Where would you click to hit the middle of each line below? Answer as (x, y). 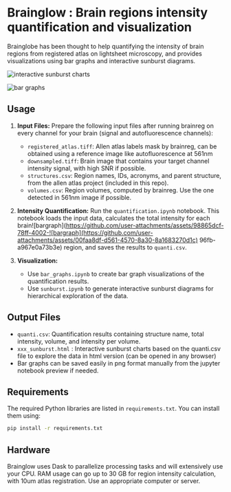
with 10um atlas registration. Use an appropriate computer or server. (104, 481)
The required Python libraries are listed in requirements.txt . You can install (113, 409)
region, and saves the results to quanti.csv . (125, 247)
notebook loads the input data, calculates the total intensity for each (113, 218)
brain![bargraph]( (42, 225)
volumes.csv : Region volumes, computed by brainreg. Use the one (121, 190)
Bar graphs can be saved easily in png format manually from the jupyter (119, 363)
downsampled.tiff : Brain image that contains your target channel (118, 161)
